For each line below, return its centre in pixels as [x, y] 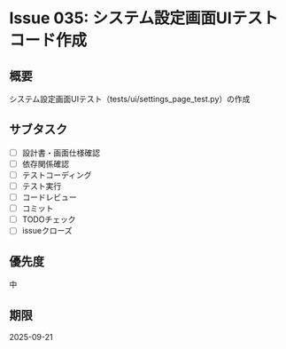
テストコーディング [57, 175]
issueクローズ [47, 231]
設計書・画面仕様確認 [61, 153]
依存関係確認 [45, 163]
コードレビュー [49, 197]
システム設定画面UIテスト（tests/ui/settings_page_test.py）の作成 [130, 99]
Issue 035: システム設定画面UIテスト [144, 18]
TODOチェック [49, 219]
